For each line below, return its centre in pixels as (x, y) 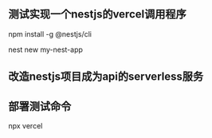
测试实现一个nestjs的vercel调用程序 (97, 14)
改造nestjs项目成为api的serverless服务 (106, 77)
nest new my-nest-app (46, 49)
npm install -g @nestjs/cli (50, 34)
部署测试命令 (40, 106)
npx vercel (26, 126)
